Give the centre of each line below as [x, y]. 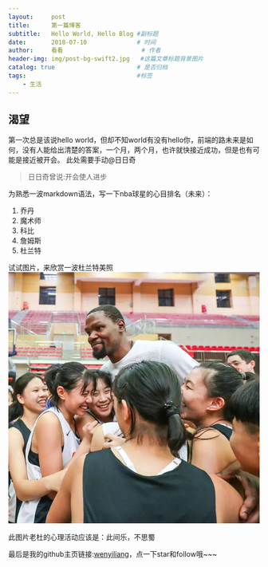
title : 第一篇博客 [45, 25]
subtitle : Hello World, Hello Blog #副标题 [83, 33]
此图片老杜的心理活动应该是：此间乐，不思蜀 [82, 537]
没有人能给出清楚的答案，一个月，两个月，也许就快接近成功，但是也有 [137, 150]
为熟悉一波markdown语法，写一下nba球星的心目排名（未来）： [110, 194]
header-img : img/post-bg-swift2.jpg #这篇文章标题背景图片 [106, 59]
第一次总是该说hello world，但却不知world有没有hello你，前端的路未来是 [128, 140]
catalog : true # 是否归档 [88, 68]
